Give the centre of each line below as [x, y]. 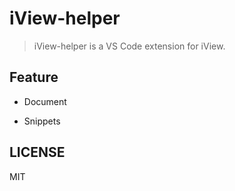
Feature [34, 77]
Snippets [42, 121]
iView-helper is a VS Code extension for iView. [129, 46]
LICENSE [37, 152]
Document [45, 101]
